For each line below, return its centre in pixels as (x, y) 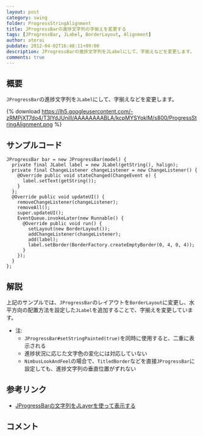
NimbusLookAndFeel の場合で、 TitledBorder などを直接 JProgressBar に (109, 361)
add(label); (44, 240)
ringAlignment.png (30, 124)
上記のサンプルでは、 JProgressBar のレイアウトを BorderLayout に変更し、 (98, 302)
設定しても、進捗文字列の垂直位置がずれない (80, 369)
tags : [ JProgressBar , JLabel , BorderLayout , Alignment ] (79, 35)
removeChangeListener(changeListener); (68, 202)
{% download (23, 112)
